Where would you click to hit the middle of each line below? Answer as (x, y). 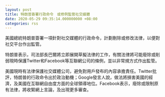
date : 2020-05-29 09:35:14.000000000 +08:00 (51, 19)
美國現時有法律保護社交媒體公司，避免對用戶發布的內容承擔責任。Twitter (79, 71)
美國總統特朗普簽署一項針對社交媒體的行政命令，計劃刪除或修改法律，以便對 (82, 38)
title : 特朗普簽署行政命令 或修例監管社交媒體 (48, 14)
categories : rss (22, 23)
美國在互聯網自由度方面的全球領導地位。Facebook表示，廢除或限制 (86, 84)
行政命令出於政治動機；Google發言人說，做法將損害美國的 (90, 77)
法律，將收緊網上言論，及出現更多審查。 (50, 90)
